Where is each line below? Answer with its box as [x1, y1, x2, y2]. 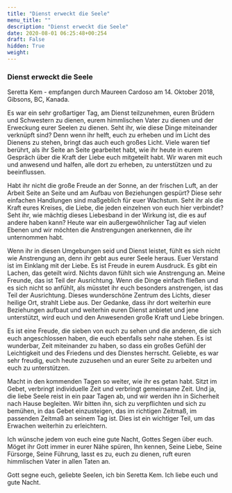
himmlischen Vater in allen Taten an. [7, 457, 111, 466]
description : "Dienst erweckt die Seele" [7, 23, 129, 30]
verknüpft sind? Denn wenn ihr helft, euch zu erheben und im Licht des [7, 131, 210, 139]
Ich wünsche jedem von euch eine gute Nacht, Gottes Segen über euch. [7, 435, 214, 444]
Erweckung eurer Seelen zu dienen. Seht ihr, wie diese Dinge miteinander [7, 123, 217, 132]
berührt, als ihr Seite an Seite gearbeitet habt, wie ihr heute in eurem [7, 146, 203, 154]
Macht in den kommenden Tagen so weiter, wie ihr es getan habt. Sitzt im [7, 377, 217, 386]
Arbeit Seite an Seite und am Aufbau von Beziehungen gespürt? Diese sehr [7, 189, 222, 197]
